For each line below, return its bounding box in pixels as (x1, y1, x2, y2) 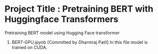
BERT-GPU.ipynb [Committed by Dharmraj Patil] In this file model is (11, 39, 148, 45)
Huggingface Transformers (4, 14, 119, 25)
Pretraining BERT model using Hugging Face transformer (4, 30, 120, 36)
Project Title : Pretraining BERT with (4, 3, 154, 15)
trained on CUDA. (11, 44, 48, 50)
